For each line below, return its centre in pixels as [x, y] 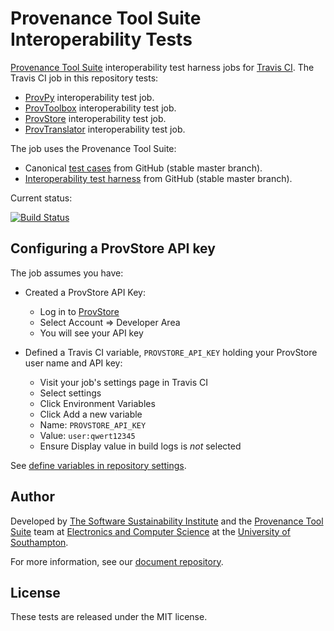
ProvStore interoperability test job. [95, 118]
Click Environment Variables [97, 403]
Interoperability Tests [101, 39]
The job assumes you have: [67, 273]
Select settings [70, 393]
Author [32, 497]
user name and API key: [73, 363]
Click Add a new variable [91, 414]
